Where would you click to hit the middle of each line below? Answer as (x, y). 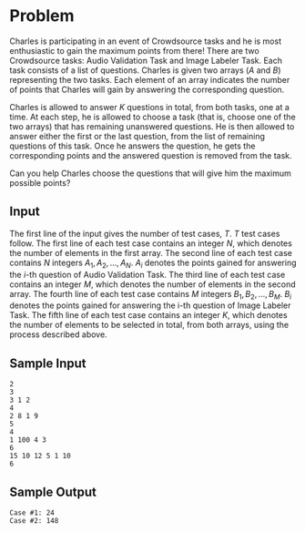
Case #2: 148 (34, 520)
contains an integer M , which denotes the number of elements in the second (152, 284)
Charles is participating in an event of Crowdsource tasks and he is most (146, 41)
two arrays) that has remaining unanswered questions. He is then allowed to (152, 126)
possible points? (40, 182)
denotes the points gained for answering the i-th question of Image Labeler (150, 305)
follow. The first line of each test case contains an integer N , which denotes (151, 243)
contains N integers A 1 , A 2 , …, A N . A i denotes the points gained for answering (153, 263)
